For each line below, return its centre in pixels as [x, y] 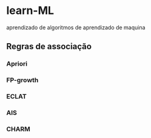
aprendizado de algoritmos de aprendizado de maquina [76, 27]
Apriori [17, 64]
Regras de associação [49, 47]
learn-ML [30, 11]
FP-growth [23, 80]
